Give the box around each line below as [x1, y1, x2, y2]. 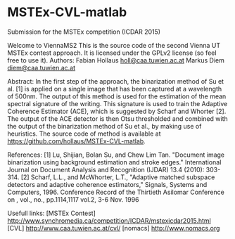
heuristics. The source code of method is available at [7, 129, 161, 138]
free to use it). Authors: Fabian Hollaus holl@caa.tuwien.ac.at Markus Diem [7, 56, 225, 64]
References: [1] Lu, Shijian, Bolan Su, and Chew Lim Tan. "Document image [7, 150, 225, 159]
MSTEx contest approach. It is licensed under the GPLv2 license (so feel [7, 49, 217, 57]
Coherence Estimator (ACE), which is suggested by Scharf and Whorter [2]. [7, 107, 227, 115]
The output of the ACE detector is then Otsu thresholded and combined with [7, 114, 229, 123]
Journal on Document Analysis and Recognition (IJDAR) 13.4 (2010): [7, 165, 205, 174]
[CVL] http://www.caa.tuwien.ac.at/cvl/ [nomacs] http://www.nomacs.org [7, 224, 220, 232]
